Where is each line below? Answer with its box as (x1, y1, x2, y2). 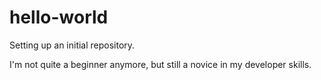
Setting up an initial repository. (9, 39, 136, 51)
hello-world (9, 6, 109, 29)
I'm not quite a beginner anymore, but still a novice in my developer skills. (9, 58, 312, 70)
